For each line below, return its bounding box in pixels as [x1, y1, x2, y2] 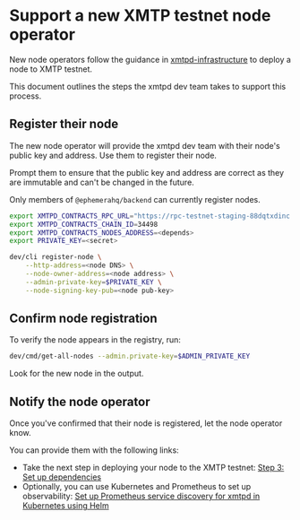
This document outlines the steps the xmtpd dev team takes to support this [9, 81, 287, 91]
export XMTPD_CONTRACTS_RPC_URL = [9, 212, 134, 221]
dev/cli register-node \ [9, 253, 102, 262]
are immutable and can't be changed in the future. [9, 177, 194, 187]
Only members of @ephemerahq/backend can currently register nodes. [9, 194, 261, 204]
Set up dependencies [21, 472, 101, 482]
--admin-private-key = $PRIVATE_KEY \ [25, 277, 163, 287]
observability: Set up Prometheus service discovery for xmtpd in [21, 490, 261, 502]
